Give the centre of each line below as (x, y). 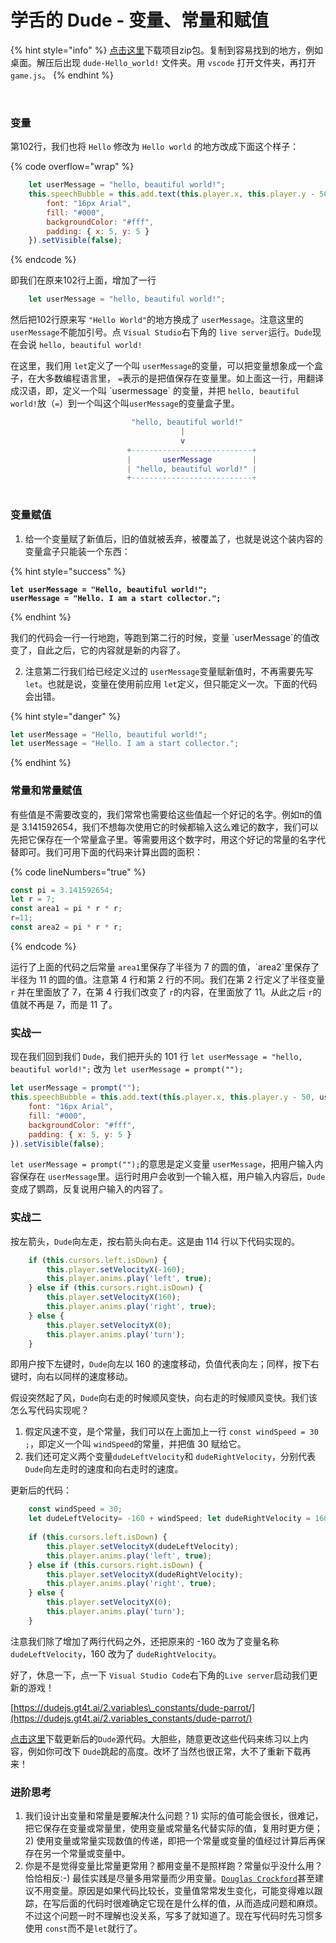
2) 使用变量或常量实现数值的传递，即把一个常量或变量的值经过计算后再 (170, 1841)
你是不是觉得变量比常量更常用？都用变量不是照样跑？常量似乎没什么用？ (173, 1866)
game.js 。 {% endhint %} (62, 75)
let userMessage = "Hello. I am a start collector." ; (125, 744)
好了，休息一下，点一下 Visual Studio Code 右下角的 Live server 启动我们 (160, 1675)
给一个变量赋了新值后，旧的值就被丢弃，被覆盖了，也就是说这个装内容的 (173, 538)
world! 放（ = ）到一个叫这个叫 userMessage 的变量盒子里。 (125, 403)
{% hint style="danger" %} (66, 716)
